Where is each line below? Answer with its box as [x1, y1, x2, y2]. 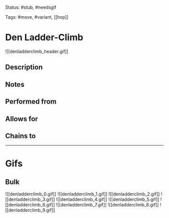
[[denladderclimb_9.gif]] [5, 207, 55, 213]
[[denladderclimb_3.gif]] [5, 196, 55, 202]
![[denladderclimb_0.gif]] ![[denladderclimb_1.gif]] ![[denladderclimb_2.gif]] [5, 191, 160, 197]
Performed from [5, 97, 57, 106]
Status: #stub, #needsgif [5, 5, 56, 10]
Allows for [5, 115, 38, 123]
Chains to [5, 131, 36, 140]
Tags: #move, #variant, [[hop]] [5, 14, 69, 20]
